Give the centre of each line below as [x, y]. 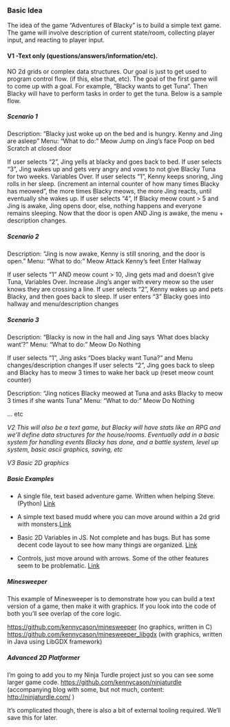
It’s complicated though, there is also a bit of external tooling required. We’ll [114, 710]
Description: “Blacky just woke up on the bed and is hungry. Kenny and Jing [115, 134]
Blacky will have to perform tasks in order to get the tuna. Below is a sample [115, 93]
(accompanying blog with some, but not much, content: [86, 690]
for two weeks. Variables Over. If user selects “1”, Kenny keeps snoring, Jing [115, 177]
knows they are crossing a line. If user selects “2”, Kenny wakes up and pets [115, 290]
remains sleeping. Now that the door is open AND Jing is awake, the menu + [115, 214]
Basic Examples [31, 479]
